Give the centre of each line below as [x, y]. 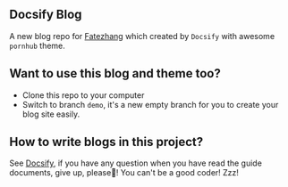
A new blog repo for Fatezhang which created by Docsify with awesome [142, 36]
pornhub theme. [37, 45]
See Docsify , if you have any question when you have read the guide [136, 163]
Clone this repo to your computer [83, 95]
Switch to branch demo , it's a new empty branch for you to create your [150, 104]
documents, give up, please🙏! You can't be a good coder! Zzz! [124, 173]
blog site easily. [51, 114]
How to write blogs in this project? [106, 142]
